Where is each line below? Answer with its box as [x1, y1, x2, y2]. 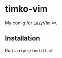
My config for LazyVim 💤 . [5, 20, 58, 26]
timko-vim [5, 3, 48, 15]
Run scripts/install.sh [5, 47, 54, 53]
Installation [5, 34, 40, 43]
